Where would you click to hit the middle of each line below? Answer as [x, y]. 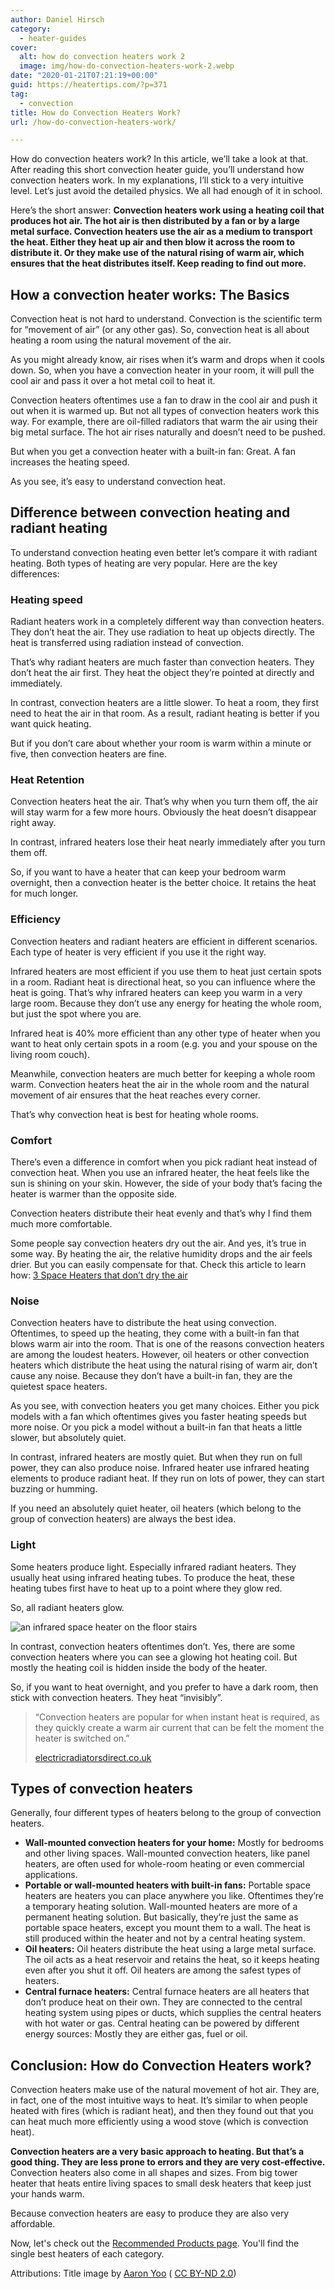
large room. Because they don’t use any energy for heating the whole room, [166, 1003]
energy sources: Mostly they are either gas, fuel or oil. [136, 2034]
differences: [35, 573]
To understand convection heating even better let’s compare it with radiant [164, 552]
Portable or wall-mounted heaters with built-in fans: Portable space [167, 1885]
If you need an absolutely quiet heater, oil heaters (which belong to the [156, 1508]
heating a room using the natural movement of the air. [121, 340]
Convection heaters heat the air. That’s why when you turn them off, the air [164, 802]
